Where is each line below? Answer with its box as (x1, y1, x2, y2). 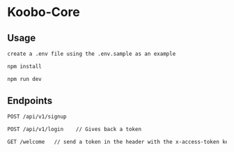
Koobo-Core (7, 4, 80, 20)
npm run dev (7, 75, 42, 82)
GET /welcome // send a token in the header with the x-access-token (7, 139, 219, 146)
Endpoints (7, 95, 53, 107)
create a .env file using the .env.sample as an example (7, 50, 176, 57)
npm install (7, 63, 42, 70)
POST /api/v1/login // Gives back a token (7, 126, 141, 133)
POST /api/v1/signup (7, 113, 68, 121)
